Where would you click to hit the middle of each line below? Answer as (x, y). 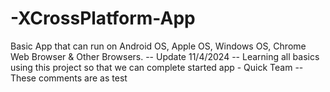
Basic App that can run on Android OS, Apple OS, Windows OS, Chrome (158, 46)
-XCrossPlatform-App (103, 18)
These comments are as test (69, 78)
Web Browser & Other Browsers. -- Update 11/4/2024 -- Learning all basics (165, 56)
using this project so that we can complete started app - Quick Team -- (157, 67)
